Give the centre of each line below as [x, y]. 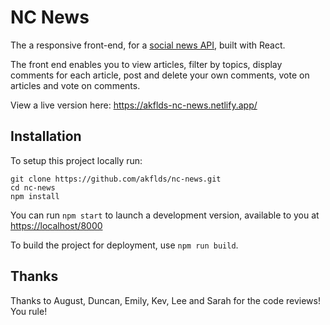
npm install [35, 196]
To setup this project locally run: [76, 160]
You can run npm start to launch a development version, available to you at [165, 215]
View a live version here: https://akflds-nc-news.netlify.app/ [134, 105]
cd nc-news [33, 187]
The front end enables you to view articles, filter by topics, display [146, 64]
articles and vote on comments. [75, 85]
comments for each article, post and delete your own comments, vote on [160, 75]
